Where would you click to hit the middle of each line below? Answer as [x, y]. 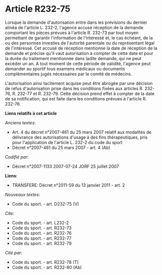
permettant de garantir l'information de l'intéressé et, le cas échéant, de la [79, 38]
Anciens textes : [21, 123]
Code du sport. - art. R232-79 [42, 243]
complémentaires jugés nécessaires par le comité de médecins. [68, 74]
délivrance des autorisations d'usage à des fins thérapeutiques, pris [80, 137]
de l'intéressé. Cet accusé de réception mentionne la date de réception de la [81, 48]
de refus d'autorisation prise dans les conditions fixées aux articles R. [74, 88]
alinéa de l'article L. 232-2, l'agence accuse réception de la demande [74, 27]
